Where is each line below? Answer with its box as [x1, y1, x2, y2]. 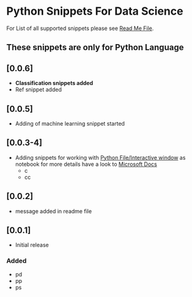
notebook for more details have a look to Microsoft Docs [15, 160, 157, 168]
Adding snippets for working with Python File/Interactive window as [15, 154, 186, 161]
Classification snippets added [15, 80, 94, 87]
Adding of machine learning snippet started [15, 119, 125, 127]
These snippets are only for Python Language [6, 42, 184, 53]
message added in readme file [15, 207, 92, 215]
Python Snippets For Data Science [6, 4, 183, 18]
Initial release [15, 241, 49, 249]
